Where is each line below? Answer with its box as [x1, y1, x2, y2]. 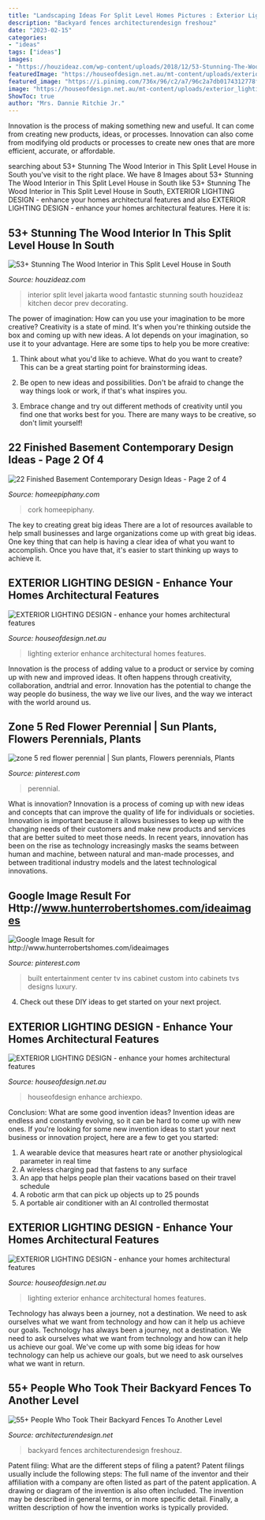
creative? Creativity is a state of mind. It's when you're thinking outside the [8, 322, 252, 331]
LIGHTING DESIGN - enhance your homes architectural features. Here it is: [8, 203, 251, 213]
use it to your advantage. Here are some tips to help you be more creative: [8, 338, 250, 348]
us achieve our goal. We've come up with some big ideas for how [8, 1342, 221, 1351]
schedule [19, 1182, 50, 1190]
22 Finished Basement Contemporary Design [8, 441, 234, 454]
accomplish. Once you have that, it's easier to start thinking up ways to [8, 545, 239, 554]
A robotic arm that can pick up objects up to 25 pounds [19, 1190, 200, 1199]
